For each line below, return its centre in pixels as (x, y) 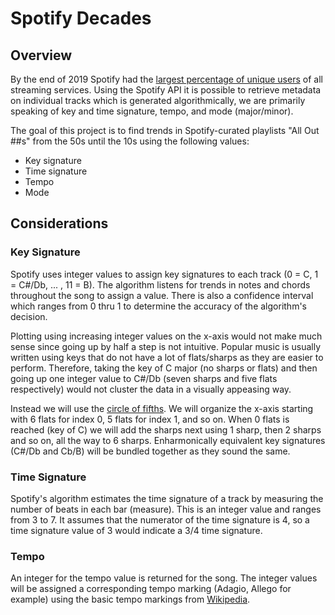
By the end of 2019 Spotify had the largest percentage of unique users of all (166, 79)
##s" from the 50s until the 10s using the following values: (130, 141)
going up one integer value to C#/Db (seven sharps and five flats (144, 378)
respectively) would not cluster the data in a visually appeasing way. (151, 389)
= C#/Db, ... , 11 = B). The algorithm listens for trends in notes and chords (160, 284)
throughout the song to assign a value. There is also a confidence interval (162, 295)
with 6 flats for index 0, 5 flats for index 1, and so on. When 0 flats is (150, 419)
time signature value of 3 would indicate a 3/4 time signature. (136, 530)
